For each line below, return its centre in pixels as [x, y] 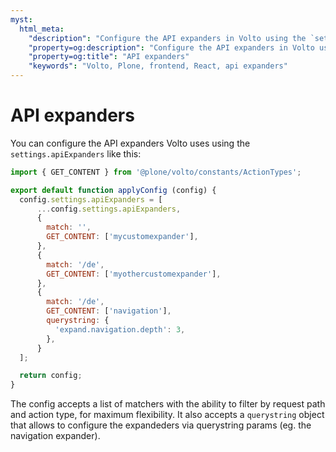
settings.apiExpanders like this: [76, 153]
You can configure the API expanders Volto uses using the [130, 143]
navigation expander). [55, 436]
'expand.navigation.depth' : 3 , [120, 329]
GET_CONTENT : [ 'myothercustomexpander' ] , [134, 274]
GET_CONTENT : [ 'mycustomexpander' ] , [122, 237]
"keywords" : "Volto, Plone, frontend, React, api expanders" [158, 66]
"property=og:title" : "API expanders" [109, 57]
